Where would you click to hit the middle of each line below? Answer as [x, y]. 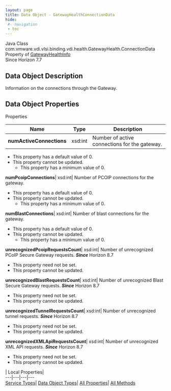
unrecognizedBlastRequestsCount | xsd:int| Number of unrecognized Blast [84, 280]
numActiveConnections [37, 141]
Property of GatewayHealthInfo [38, 55]
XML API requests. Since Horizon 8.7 [44, 347]
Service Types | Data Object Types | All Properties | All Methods [70, 383]
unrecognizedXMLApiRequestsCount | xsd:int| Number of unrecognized [82, 341]
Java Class [17, 43]
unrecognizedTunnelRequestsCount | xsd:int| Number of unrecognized [81, 311]
